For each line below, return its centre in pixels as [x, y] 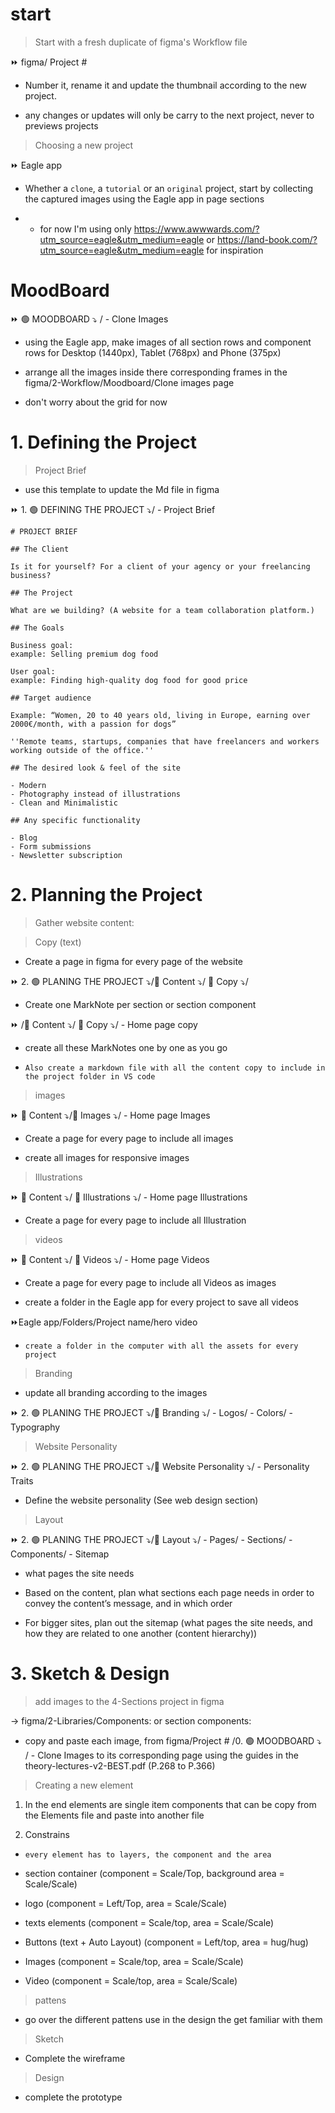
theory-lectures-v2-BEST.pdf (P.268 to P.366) [120, 1765]
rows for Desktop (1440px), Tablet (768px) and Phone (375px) [153, 352]
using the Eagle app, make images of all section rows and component [168, 342]
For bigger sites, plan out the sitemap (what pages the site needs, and [168, 1622]
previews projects [61, 125]
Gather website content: [84, 922]
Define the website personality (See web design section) [141, 1500]
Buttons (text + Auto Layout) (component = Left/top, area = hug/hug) [166, 1942]
